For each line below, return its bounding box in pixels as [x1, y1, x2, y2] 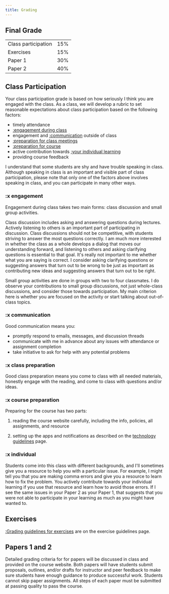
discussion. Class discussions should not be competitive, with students [5, 230, 153, 236]
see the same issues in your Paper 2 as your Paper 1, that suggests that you [5, 489, 163, 495]
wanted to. [5, 500, 28, 506]
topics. [17, 299, 32, 305]
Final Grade [5, 26, 42, 35]
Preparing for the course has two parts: [5, 408, 87, 414]
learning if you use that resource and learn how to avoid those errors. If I [5, 484, 156, 490]
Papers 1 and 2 [5, 542, 52, 551]
